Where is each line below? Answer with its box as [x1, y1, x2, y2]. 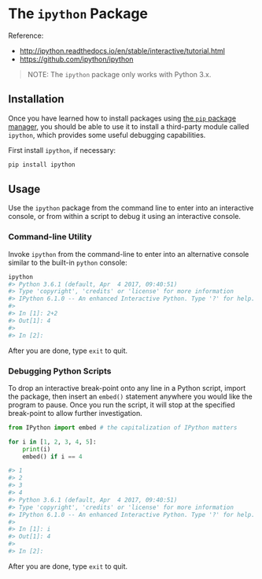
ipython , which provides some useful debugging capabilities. [8, 130, 206, 139]
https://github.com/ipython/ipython [19, 54, 134, 64]
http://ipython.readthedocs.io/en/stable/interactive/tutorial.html [19, 46, 226, 55]
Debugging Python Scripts [8, 366, 112, 377]
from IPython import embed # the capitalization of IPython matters [8, 423, 238, 432]
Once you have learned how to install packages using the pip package [8, 113, 237, 123]
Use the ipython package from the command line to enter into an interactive [8, 203, 254, 213]
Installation [8, 92, 65, 106]
